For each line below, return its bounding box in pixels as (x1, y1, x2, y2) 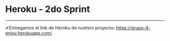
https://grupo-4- (116, 24, 151, 30)
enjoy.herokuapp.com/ (5, 30, 52, 36)
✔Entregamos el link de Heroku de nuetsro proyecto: (5, 24, 115, 30)
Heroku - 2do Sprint (5, 3, 90, 15)
